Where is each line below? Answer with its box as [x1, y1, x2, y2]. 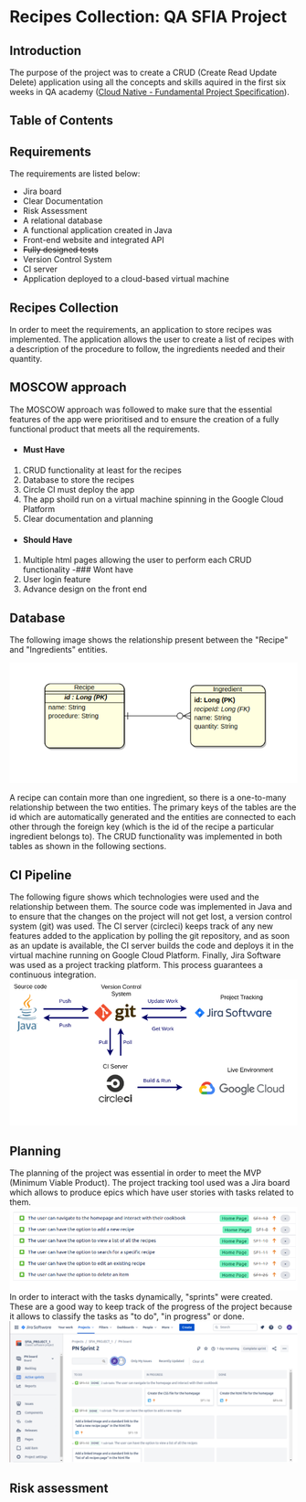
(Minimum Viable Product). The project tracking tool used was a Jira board [9, 1177, 290, 1188]
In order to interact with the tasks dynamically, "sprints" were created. [9, 1292, 273, 1303]
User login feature [22, 574, 91, 585]
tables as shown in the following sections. [9, 841, 167, 852]
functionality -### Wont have [22, 564, 134, 575]
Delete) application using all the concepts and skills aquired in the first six [9, 77, 286, 88]
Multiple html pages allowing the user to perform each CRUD [22, 555, 252, 566]
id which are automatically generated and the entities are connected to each [9, 812, 297, 823]
